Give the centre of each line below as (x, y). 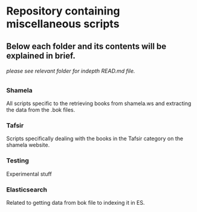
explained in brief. (41, 56)
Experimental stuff (29, 174)
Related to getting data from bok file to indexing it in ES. (76, 203)
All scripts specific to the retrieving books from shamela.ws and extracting (99, 103)
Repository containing (63, 11)
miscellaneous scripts (63, 24)
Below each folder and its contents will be (86, 46)
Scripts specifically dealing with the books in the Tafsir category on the (95, 139)
